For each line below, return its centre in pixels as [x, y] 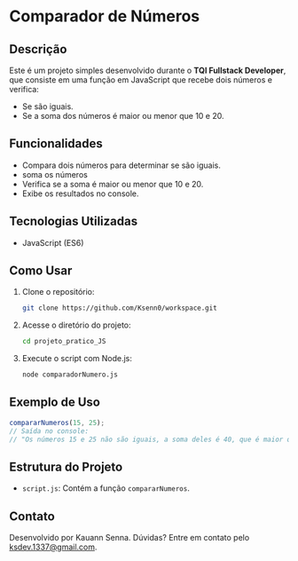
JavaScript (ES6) [53, 242]
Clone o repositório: [58, 292]
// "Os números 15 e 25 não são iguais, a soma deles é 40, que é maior [146, 439]
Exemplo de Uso [55, 403]
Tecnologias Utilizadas [74, 221]
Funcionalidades [56, 144]
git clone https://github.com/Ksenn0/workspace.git [119, 308]
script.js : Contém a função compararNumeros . [106, 488]
